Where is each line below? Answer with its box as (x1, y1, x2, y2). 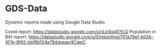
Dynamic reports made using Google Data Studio (5, 19, 105, 25)
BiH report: (5, 34, 28, 40)
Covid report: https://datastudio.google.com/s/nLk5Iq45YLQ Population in (5, 28, 156, 34)
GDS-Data (5, 3, 48, 14)
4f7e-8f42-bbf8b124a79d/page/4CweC (5, 39, 86, 45)
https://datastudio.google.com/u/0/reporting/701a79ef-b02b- (28, 34, 154, 40)
